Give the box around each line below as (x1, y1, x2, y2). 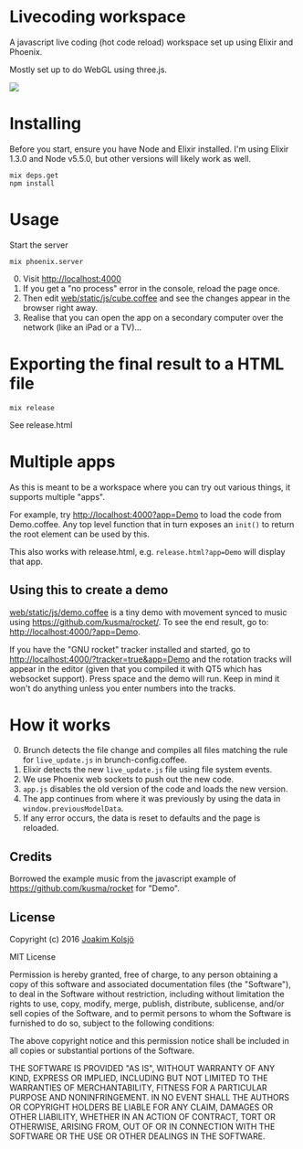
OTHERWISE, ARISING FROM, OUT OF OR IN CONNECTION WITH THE (9, 1122, 276, 1133)
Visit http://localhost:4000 (22, 272, 121, 284)
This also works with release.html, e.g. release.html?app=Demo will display (9, 546, 286, 557)
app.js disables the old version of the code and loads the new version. (22, 783, 288, 794)
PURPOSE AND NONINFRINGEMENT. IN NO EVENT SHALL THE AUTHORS (9, 1092, 290, 1103)
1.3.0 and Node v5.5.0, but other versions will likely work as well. (9, 153, 252, 164)
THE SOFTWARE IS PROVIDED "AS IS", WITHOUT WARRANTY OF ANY (9, 1063, 276, 1074)
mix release (9, 403, 55, 412)
